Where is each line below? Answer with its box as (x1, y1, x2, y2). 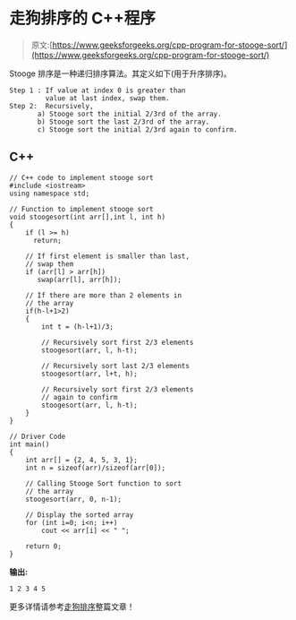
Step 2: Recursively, (9, 101, 94, 110)
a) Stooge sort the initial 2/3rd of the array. (37, 109, 222, 118)
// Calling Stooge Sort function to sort (25, 478, 182, 488)
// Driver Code (9, 432, 66, 441)
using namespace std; (9, 189, 90, 198)
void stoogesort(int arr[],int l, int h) (9, 212, 166, 221)
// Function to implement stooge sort (9, 204, 154, 213)
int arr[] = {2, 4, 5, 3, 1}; (25, 455, 139, 464)
